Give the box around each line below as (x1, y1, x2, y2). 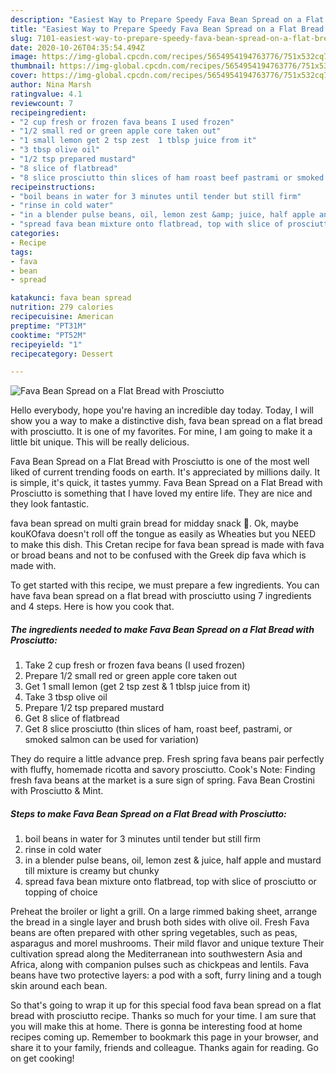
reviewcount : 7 (10, 98, 74, 108)
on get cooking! (10, 1052, 75, 1065)
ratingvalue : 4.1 (10, 89, 83, 99)
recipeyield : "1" (10, 339, 83, 350)
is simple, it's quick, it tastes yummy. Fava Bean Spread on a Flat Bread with (10, 477, 323, 489)
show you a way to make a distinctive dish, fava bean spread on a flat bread (10, 415, 323, 427)
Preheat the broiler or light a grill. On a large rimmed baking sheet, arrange (10, 906, 318, 918)
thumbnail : (10, 61, 56, 71)
